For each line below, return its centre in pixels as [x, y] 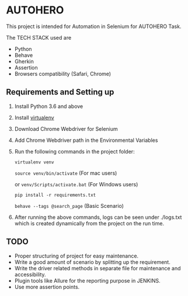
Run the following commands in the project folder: [75, 151]
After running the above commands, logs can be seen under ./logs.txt [98, 217]
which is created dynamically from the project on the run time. [89, 223]
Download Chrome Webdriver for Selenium [66, 128]
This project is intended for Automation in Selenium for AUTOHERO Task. [94, 26]
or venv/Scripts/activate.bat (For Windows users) [76, 184]
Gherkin [24, 61]
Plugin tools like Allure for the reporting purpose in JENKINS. [87, 280]
